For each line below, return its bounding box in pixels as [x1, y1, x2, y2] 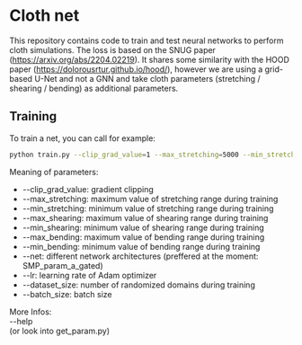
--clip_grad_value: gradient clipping [22, 183, 155, 194]
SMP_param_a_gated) [22, 260, 103, 270]
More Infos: [9, 306, 52, 317]
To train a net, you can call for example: [9, 132, 155, 144]
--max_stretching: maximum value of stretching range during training [22, 193, 279, 204]
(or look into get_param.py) [9, 325, 111, 336]
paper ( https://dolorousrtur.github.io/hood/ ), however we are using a [9, 64, 263, 75]
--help [9, 315, 33, 326]
